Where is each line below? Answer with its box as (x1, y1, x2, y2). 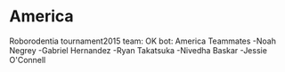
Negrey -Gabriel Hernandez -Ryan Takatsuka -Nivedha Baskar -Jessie (9, 44, 267, 55)
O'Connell (9, 54, 46, 65)
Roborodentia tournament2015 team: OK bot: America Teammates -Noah (9, 36, 277, 46)
